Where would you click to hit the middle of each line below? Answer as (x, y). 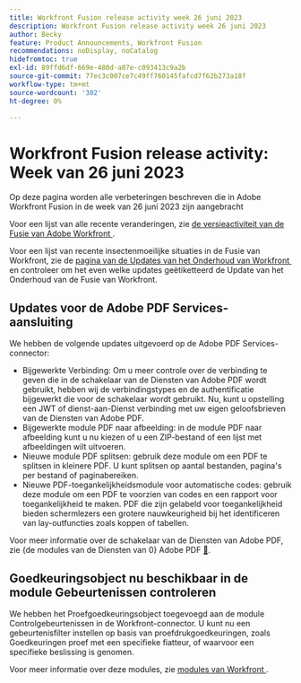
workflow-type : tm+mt (50, 84)
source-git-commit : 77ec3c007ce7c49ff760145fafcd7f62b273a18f (128, 76)
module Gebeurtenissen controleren (113, 592)
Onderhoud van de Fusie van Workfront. (84, 280)
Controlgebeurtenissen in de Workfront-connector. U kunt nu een (130, 623)
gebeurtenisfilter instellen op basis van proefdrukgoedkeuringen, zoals (140, 633)
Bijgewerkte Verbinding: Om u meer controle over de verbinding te (145, 371)
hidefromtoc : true (43, 59)
